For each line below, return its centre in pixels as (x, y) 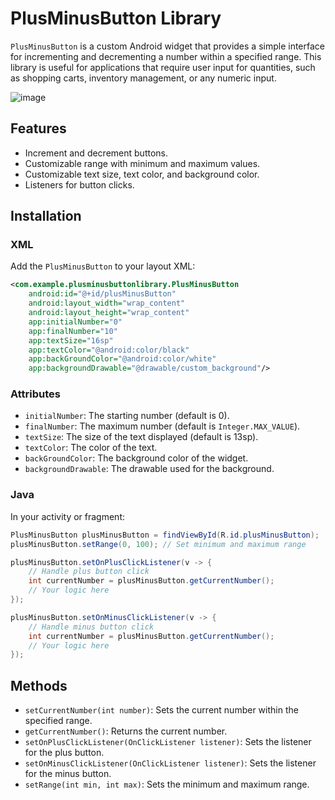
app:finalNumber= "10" (73, 331)
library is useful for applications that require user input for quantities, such (163, 67)
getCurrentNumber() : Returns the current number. (126, 731)
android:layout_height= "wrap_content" (109, 313)
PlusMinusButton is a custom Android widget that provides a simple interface (168, 46)
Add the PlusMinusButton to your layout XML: (103, 266)
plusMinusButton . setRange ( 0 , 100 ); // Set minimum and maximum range (158, 544)
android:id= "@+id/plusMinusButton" (102, 294)
